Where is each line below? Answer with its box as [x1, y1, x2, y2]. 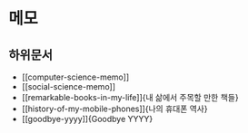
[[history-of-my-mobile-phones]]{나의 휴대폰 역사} [21, 103, 208, 114]
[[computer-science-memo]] [21, 71, 130, 82]
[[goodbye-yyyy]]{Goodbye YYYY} [21, 114, 154, 124]
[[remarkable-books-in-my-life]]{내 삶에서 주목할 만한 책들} [21, 92, 239, 102]
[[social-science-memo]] [21, 81, 115, 91]
